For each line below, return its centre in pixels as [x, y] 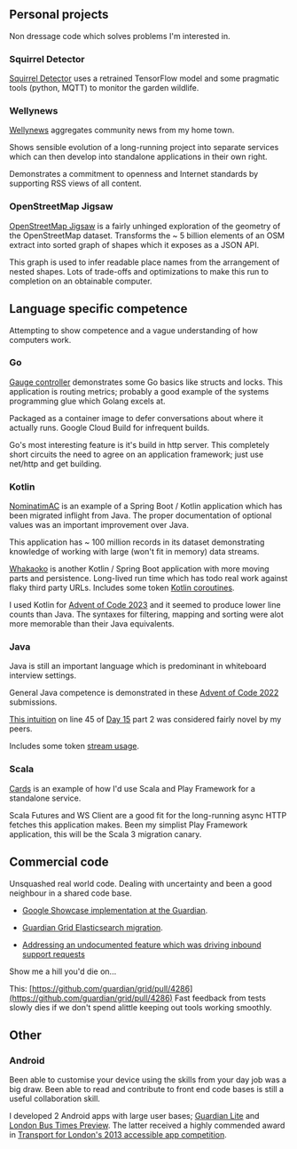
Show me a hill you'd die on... [63, 971]
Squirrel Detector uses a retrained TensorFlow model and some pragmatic [145, 78]
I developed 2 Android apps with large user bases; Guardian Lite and [134, 1116]
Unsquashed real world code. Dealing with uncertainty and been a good [141, 883]
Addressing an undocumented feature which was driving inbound [141, 945]
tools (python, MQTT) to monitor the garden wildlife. [104, 88]
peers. [21, 729]
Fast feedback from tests [220, 998]
